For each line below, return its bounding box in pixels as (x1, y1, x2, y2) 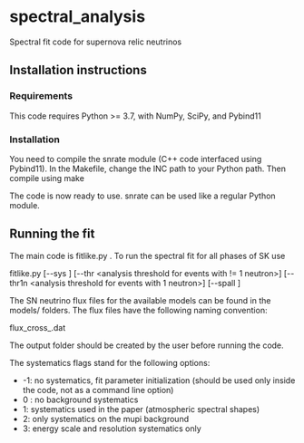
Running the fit (9, 226, 95, 242)
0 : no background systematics (22, 394, 139, 405)
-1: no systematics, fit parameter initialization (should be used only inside (22, 374, 296, 386)
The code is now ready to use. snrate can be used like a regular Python (9, 190, 276, 201)
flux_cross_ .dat (9, 322, 66, 332)
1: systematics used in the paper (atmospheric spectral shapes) (22, 403, 260, 414)
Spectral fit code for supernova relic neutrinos (9, 36, 182, 47)
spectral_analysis (9, 6, 146, 27)
